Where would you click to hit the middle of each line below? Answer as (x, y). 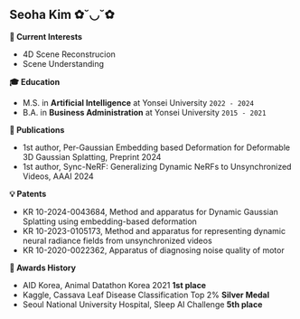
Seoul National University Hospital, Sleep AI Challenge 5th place (142, 304)
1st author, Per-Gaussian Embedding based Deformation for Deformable (156, 147)
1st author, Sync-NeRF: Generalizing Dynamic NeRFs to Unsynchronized (157, 166)
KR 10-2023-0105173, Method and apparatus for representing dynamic (154, 230)
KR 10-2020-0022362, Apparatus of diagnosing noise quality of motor (153, 250)
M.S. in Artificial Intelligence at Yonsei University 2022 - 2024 (138, 102)
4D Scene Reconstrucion (69, 54)
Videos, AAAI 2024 (58, 176)
